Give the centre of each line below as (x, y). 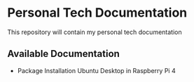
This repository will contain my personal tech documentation (95, 32)
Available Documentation (64, 54)
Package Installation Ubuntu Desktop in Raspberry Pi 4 (97, 70)
